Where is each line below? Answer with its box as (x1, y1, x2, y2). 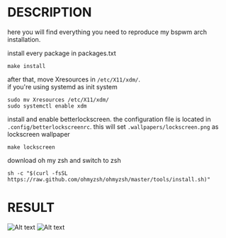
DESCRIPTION (7, 4, 92, 21)
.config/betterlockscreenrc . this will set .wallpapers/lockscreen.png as (7, 122, 219, 131)
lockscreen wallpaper (7, 130, 71, 138)
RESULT (7, 200, 55, 216)
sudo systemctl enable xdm (7, 102, 87, 110)
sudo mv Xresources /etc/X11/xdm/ (7, 96, 110, 103)
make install (7, 62, 46, 69)
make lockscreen (7, 143, 55, 151)
